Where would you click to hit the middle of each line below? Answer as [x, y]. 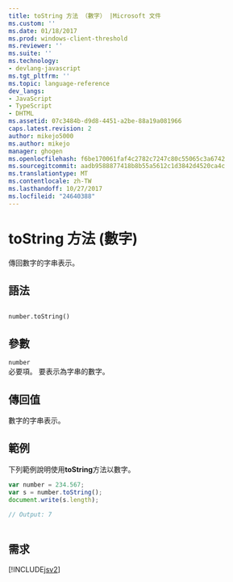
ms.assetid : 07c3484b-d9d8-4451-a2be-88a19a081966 [95, 121]
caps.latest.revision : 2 [50, 129]
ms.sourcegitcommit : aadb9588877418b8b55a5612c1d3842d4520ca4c [117, 167]
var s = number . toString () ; [56, 492]
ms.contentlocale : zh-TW [50, 181]
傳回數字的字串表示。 [44, 263]
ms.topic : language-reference [59, 83]
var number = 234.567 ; [46, 485]
